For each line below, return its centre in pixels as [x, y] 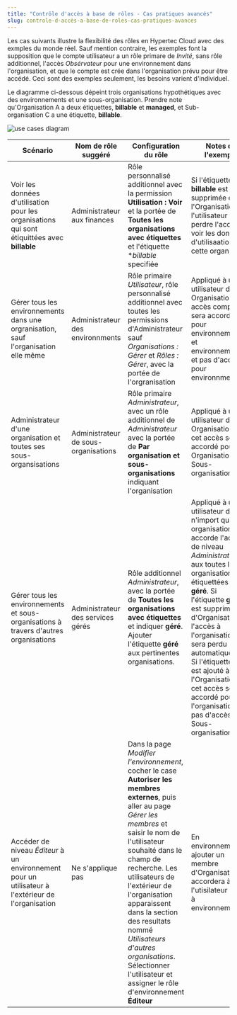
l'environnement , [156, 761]
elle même [28, 355]
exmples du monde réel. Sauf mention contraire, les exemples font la [107, 48]
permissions [148, 319]
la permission [150, 193]
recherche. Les [153, 868]
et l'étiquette [149, 246]
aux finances [93, 220]
